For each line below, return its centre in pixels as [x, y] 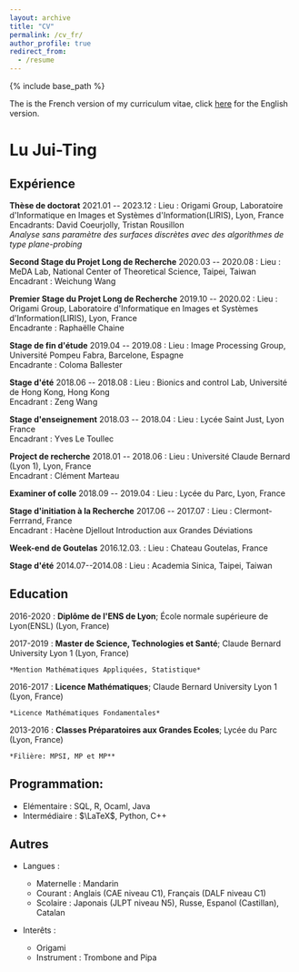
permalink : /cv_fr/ [46, 35]
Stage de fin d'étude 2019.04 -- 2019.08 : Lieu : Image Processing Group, [148, 345]
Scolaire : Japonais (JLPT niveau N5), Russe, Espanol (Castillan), [158, 903]
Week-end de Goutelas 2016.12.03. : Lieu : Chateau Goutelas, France [139, 548]
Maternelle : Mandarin [77, 884]
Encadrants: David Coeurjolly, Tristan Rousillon [97, 225]
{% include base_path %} [57, 86]
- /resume [36, 60]
